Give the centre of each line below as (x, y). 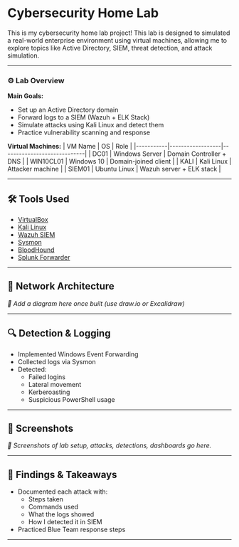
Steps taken (46, 499)
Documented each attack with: (63, 492)
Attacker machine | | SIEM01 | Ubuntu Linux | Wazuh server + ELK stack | (115, 169)
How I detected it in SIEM (65, 522)
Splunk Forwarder (44, 257)
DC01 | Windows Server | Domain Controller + (159, 154)
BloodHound (36, 250)
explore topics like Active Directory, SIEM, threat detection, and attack (110, 48)
